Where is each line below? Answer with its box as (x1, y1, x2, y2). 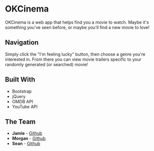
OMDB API (12, 98, 33, 104)
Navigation (5, 39, 39, 47)
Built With (5, 76, 35, 84)
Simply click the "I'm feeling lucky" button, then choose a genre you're (5, 51, 146, 57)
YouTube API (12, 104, 38, 110)
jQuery (12, 93, 26, 99)
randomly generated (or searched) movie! (5, 61, 88, 67)
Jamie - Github (12, 130, 42, 136)
